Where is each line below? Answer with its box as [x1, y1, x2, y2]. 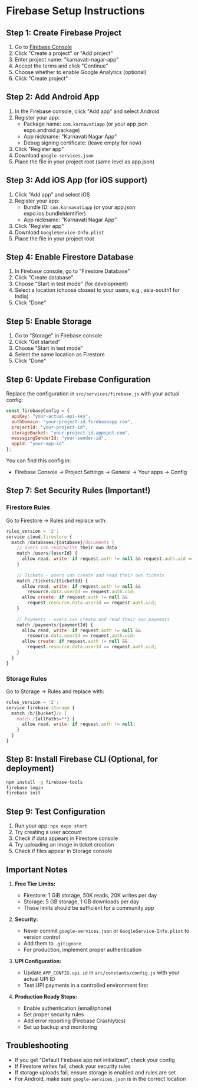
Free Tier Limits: [14, 880, 56, 887]
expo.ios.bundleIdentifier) [23, 210, 87, 217]
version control [23, 934, 61, 941]
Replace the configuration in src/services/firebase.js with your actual [6, 390, 180, 397]
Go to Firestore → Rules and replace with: [6, 517, 107, 524]
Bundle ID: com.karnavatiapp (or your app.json [23, 203, 136, 211]
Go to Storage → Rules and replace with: [6, 688, 105, 695]
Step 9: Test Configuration [6, 806, 105, 816]
